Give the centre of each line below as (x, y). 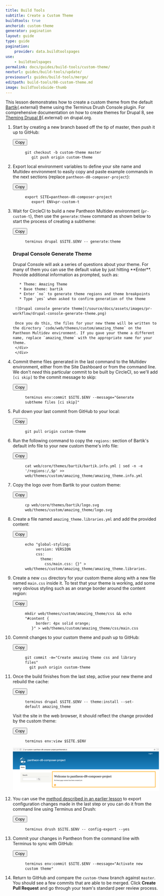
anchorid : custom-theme (30, 26)
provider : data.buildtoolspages (47, 51)
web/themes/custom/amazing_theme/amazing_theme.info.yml (84, 476)
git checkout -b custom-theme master (63, 152)
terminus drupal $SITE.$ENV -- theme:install (72, 702)
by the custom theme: (35, 721)
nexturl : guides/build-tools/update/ (44, 72)
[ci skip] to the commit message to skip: (55, 377)
